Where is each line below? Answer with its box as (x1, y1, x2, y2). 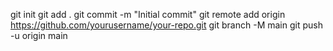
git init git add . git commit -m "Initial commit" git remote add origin (10, 9, 286, 20)
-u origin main (10, 30, 68, 41)
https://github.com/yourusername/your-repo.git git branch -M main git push (10, 19, 323, 31)
